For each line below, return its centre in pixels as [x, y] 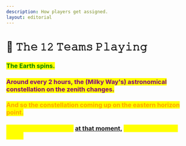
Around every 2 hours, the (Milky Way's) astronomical [87, 82]
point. [15, 113]
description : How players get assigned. [57, 12]
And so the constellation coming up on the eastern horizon [93, 105]
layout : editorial [29, 17]
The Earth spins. [31, 66]
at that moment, [98, 129]
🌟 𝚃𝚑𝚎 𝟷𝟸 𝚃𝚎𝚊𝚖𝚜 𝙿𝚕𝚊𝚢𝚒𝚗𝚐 [77, 47]
